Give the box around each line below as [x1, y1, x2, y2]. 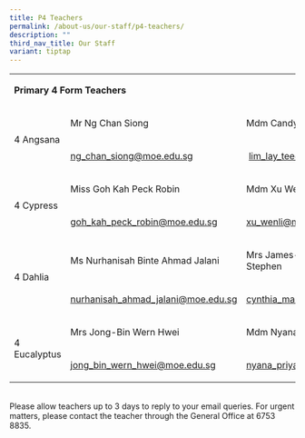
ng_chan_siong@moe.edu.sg [70, 150, 193, 163]
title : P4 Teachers [9, 13, 84, 23]
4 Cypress [14, 199, 59, 212]
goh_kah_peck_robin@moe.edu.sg [70, 215, 218, 228]
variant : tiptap [9, 47, 71, 56]
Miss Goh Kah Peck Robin [70, 183, 181, 195]
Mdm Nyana [246, 326, 299, 339]
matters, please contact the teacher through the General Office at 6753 [9, 411, 276, 422]
